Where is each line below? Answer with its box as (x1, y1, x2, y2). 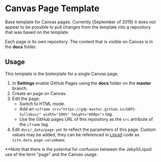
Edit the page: (12, 96, 40, 101)
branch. (12, 85, 28, 91)
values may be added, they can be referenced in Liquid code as (12, 131, 140, 137)
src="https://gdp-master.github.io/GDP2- (52, 107, 137, 112)
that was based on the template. (5, 29, 69, 35)
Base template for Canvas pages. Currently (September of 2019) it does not (5, 19, 156, 25)
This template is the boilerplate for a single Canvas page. (5, 71, 119, 77)
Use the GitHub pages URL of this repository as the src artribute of (19, 116, 153, 122)
